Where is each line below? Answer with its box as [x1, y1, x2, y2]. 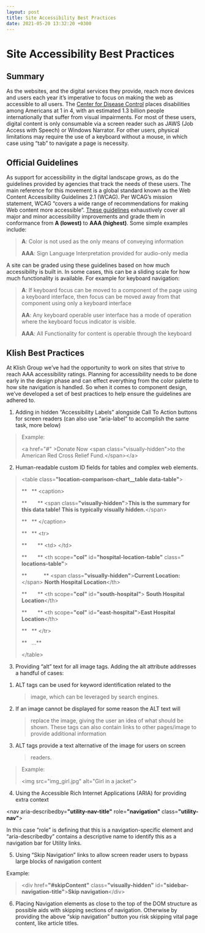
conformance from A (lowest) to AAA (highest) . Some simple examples [6, 219, 188, 227]
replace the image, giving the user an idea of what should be [30, 717, 184, 724]
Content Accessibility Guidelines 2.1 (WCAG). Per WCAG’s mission [6, 193, 173, 201]
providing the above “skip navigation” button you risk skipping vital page [15, 913, 198, 920]
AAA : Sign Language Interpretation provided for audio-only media [21, 250, 188, 257]
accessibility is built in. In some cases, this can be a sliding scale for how [6, 268, 190, 276]
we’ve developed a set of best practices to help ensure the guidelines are [6, 390, 192, 397]
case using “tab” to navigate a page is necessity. [6, 139, 129, 147]
